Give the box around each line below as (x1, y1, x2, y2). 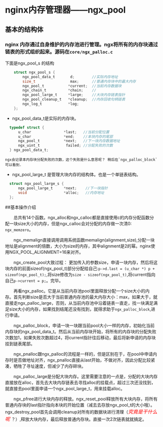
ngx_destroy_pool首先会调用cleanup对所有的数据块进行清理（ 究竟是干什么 (5, 408, 158, 415)
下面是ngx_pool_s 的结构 (5, 60, 54, 66)
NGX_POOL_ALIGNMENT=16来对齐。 (9, 249, 84, 255)
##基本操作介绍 (5, 204, 36, 210)
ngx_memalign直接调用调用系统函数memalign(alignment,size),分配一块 (14, 237, 155, 243)
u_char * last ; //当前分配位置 (17, 130, 110, 134)
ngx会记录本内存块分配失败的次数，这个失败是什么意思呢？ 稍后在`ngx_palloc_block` (5, 157, 158, 162)
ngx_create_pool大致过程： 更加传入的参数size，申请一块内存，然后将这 (14, 259, 158, 265)
